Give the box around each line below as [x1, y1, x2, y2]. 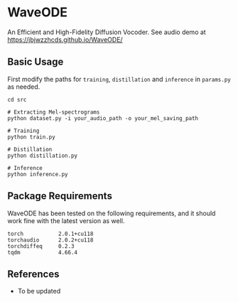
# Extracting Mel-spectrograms [7, 108, 100, 116]
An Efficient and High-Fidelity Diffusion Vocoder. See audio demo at [7, 28, 206, 36]
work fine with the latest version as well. [7, 216, 125, 225]
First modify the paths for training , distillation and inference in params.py [7, 75, 231, 83]
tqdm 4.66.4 [7, 249, 78, 256]
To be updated [17, 287, 61, 296]
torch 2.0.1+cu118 [7, 230, 94, 237]
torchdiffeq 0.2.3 [7, 242, 75, 249]
